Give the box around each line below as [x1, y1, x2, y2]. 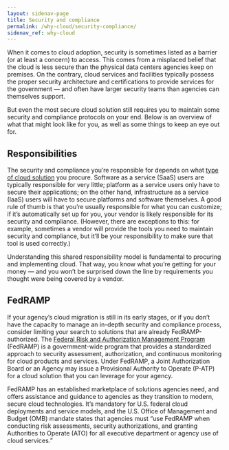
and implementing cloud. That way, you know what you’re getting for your [7, 260, 217, 268]
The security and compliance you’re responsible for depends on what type [7, 166, 219, 175]
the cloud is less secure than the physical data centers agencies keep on [7, 63, 214, 71]
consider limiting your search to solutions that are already [7, 327, 171, 335]
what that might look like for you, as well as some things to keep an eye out [7, 120, 220, 128]
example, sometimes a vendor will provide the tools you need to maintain [7, 225, 214, 233]
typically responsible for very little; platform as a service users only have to [7, 181, 220, 189]
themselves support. [7, 92, 65, 101]
